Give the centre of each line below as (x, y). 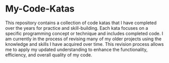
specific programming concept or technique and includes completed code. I (84, 33)
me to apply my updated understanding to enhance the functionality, (76, 49)
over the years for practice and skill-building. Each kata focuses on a (77, 28)
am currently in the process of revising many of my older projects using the (83, 39)
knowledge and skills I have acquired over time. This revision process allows (84, 44)
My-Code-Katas (40, 9)
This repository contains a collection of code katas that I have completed (81, 23)
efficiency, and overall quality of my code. (49, 55)
